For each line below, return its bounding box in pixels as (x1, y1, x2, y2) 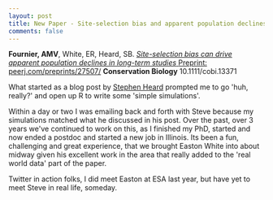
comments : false (8, 27, 63, 35)
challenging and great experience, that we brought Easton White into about (8, 141, 260, 151)
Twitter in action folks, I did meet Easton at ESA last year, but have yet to (8, 174, 250, 184)
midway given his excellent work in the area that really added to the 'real (8, 150, 251, 159)
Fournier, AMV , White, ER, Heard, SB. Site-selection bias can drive (8, 50, 233, 59)
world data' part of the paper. (8, 159, 107, 168)
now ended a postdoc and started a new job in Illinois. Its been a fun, (8, 133, 240, 142)
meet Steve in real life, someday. (8, 183, 118, 193)
